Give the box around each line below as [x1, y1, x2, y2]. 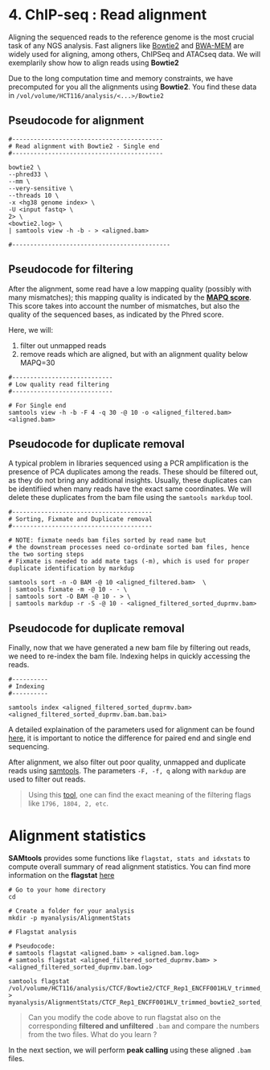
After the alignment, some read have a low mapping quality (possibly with [8, 284, 252, 293]
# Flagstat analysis [8, 929, 78, 937]
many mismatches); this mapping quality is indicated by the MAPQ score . [8, 292, 252, 302]
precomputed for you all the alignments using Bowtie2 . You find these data [8, 82, 257, 92]
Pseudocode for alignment [8, 114, 145, 128]
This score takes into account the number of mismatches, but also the [8, 301, 240, 310]
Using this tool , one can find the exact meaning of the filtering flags [27, 790, 252, 800]
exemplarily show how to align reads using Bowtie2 [8, 58, 179, 68]
